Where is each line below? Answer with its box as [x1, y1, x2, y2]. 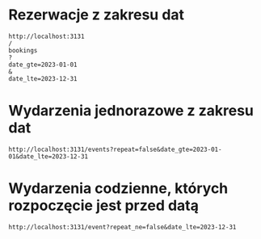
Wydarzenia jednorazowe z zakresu [8, 102, 255, 120]
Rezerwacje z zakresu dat [8, 6, 184, 24]
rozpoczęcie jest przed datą [8, 196, 200, 215]
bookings [8, 46, 38, 54]
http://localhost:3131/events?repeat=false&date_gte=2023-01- [8, 145, 222, 153]
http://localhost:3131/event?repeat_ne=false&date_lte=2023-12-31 [8, 223, 237, 231]
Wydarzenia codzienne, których [8, 179, 229, 198]
